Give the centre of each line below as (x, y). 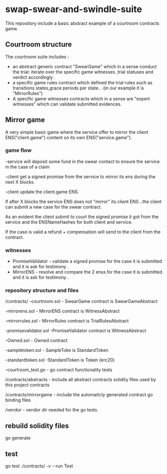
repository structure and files (42, 290)
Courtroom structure (39, 45)
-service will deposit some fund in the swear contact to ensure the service (82, 161)
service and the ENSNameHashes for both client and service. (69, 222)
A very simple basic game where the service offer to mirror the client (77, 132)
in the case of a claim (27, 167)
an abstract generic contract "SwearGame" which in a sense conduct (85, 66)
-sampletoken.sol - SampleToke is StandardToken (57, 350)
